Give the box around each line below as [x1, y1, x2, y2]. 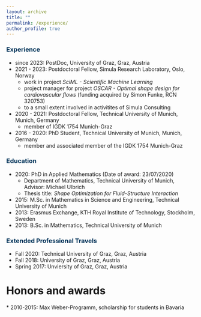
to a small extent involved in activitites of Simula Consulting [23, 103, 171, 111]
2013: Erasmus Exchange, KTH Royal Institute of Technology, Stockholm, [14, 208, 195, 216]
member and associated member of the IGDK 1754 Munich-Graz [23, 142, 183, 149]
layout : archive [6, 8, 47, 15]
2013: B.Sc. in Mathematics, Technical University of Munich [14, 222, 162, 229]
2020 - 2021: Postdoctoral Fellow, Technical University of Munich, [14, 110, 178, 117]
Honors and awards [6, 284, 106, 298]
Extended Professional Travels [6, 237, 97, 245]
